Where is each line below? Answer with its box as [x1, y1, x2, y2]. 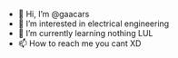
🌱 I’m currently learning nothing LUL [17, 28, 153, 38]
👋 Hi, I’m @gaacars [17, 9, 90, 19]
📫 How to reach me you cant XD [17, 38, 142, 49]
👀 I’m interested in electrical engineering [17, 18, 170, 29]
